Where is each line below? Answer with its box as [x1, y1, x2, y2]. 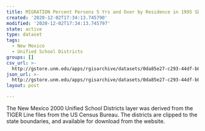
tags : [6, 37, 20, 43]
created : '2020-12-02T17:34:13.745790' [6, 15, 108, 21]
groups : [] [6, 54, 34, 60]
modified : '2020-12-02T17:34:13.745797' [6, 20, 111, 26]
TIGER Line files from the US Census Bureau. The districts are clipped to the [6, 111, 198, 118]
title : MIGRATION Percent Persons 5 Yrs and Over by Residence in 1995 [6, 9, 192, 15]
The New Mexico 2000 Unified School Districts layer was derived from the [6, 105, 193, 112]
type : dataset [6, 32, 43, 38]
